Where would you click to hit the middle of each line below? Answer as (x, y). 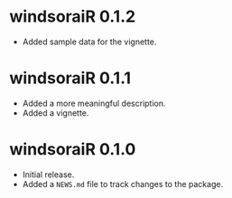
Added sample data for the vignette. (89, 42)
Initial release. (48, 174)
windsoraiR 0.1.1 (70, 78)
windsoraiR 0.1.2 (73, 17)
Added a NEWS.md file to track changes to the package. (123, 184)
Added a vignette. (56, 113)
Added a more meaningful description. (94, 103)
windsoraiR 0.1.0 (73, 150)
